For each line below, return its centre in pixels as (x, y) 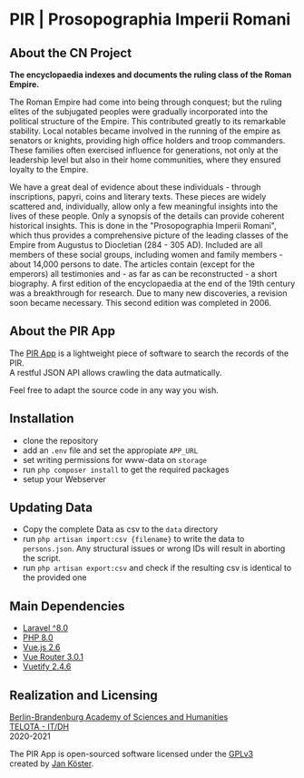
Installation (42, 419)
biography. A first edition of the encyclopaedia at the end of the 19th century (152, 283)
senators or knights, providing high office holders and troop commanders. (147, 140)
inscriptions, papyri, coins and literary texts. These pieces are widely (138, 197)
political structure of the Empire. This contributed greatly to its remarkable (147, 121)
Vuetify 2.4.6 (47, 666)
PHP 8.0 (38, 638)
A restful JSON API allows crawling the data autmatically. (116, 372)
